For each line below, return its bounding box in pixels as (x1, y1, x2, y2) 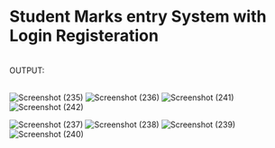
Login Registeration (9, 25, 160, 46)
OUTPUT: (9, 65, 45, 76)
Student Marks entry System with (9, 6, 267, 27)
